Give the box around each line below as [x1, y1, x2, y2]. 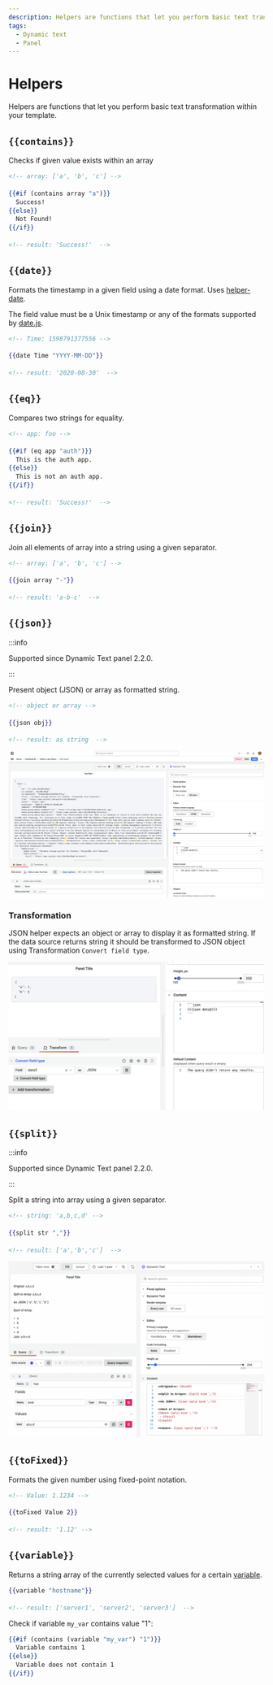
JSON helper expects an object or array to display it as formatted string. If [8, 928, 256, 938]
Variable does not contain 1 [15, 1661, 115, 1670]
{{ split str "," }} [8, 1228, 71, 1237]
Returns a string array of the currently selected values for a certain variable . [8, 1570, 262, 1579]
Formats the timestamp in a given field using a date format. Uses [8, 284, 225, 294]
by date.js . [8, 318, 44, 328]
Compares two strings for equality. [8, 413, 124, 423]
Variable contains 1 [15, 1644, 85, 1652]
